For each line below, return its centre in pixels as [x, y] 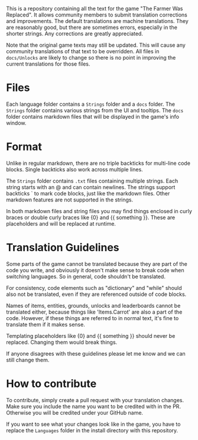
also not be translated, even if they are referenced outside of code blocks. [96, 294]
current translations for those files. [48, 64]
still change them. [28, 360]
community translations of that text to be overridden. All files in [83, 51]
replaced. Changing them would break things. [62, 342]
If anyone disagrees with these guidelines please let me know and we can [96, 353]
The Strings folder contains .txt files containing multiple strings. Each [92, 181]
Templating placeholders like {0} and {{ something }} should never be [91, 335]
